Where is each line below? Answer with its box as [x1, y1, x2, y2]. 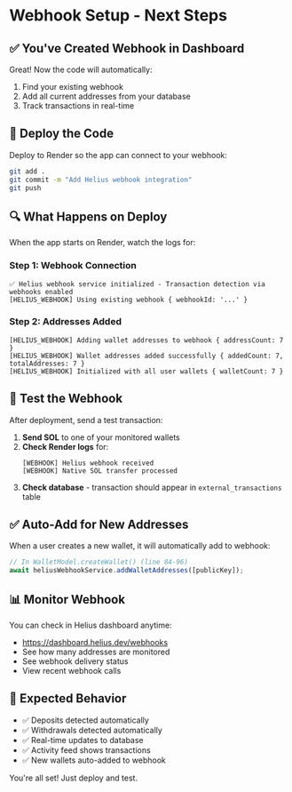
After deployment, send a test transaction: [9, 414, 163, 425]
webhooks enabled [9, 287, 74, 296]
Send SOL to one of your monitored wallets [21, 432, 180, 443]
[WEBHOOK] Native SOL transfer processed [21, 466, 178, 476]
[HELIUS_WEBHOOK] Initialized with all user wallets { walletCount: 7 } [9, 366, 284, 376]
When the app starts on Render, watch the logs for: [9, 237, 196, 248]
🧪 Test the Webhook [9, 391, 122, 406]
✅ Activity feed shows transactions [21, 744, 151, 756]
